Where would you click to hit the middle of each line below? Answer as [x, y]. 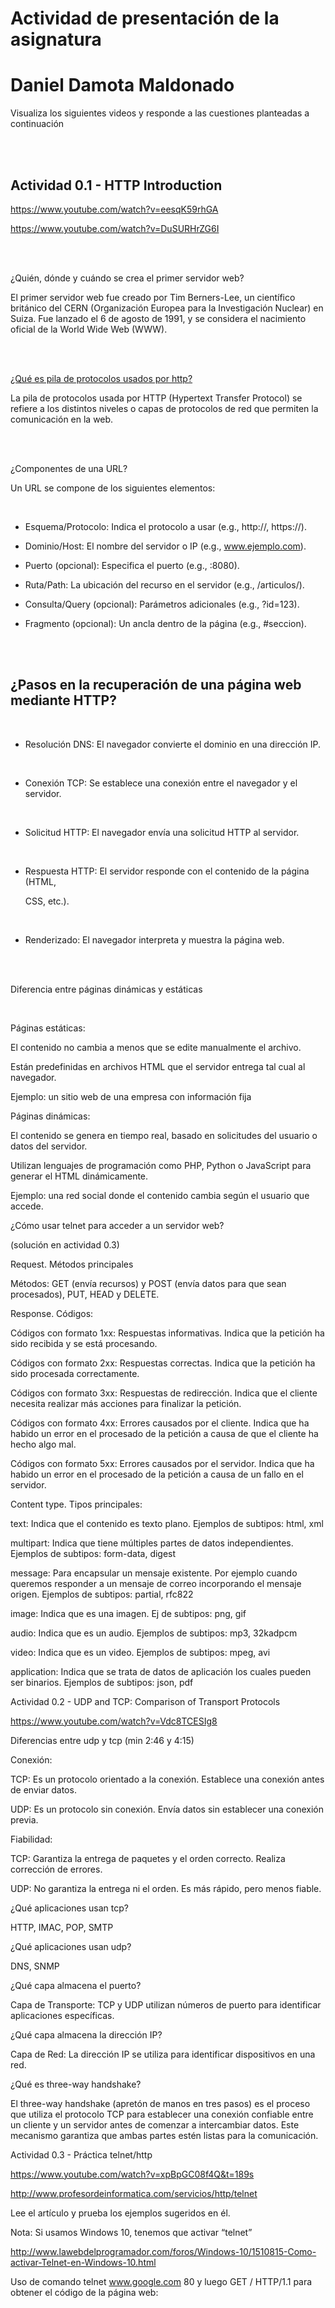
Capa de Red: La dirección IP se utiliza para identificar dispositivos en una [163, 2054]
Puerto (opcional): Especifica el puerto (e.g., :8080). [132, 565]
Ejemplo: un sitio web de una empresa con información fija [131, 1096]
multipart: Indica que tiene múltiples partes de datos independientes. [152, 1543]
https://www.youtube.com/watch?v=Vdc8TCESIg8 [114, 1721]
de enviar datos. [43, 1789]
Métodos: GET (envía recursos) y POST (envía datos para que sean [148, 1283]
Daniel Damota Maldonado [122, 85]
